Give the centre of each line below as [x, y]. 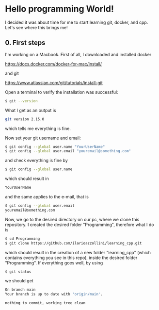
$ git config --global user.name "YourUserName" [55, 147]
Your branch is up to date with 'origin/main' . [54, 294]
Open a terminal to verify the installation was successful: [62, 92]
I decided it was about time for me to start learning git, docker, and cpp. [77, 22]
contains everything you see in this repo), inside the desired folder [71, 258]
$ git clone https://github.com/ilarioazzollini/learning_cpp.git [73, 243]
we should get [19, 281]
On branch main [20, 290]
